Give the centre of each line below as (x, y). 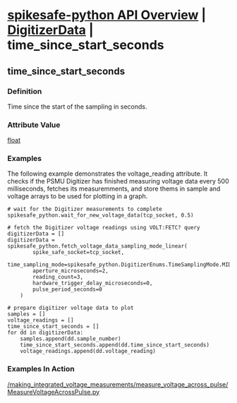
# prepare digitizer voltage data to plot (71, 308)
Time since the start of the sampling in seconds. (77, 107)
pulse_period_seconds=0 (67, 289)
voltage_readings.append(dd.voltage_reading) (88, 351)
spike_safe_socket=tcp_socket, (79, 253)
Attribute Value (34, 125)
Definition (25, 91)
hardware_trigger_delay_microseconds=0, (93, 283)
